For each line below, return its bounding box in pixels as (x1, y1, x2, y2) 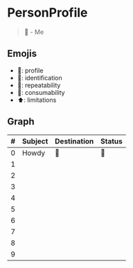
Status (100, 136, 123, 146)
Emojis (7, 48, 37, 60)
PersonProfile (7, 5, 88, 21)
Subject (21, 136, 48, 146)
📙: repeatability (17, 81, 61, 89)
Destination (55, 136, 94, 146)
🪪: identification (17, 73, 62, 82)
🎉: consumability (17, 88, 65, 96)
